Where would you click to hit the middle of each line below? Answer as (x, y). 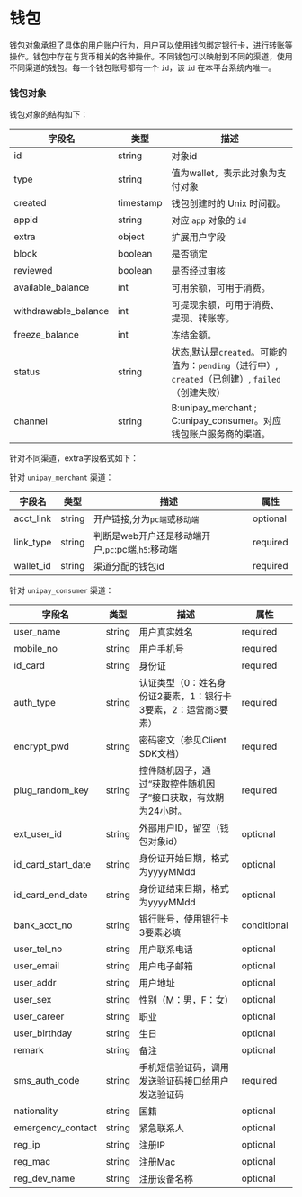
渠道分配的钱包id (129, 566)
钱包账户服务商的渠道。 (221, 435)
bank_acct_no (43, 925)
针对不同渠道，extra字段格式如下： (74, 458)
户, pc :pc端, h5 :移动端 (135, 550)
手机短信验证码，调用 (184, 1067)
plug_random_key (51, 790)
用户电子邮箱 (166, 967)
